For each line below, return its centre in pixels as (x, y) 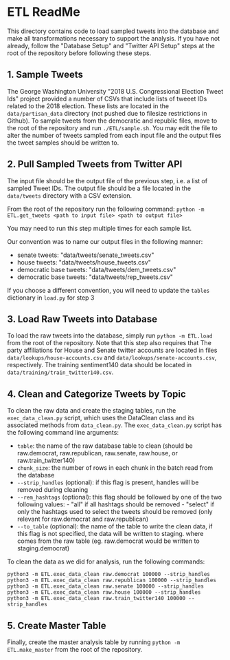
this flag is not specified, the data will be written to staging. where (110, 534)
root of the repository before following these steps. (79, 53)
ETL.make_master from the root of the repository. (75, 649)
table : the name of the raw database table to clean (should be (105, 446)
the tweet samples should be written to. (63, 143)
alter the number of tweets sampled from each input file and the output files (114, 135)
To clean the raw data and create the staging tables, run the (92, 411)
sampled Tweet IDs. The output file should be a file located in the (99, 188)
